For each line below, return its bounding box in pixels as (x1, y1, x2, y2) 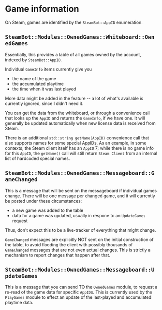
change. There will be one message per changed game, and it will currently (5, 193, 156, 199)
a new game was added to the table (12, 207, 84, 213)
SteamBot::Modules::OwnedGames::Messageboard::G (5, 170, 155, 177)
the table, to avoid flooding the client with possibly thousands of (5, 241, 133, 247)
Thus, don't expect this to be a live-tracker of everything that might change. (5, 227, 156, 233)
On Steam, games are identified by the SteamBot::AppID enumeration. (5, 19, 143, 25)
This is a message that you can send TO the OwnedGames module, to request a (5, 284, 158, 290)
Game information (5, 3, 79, 15)
